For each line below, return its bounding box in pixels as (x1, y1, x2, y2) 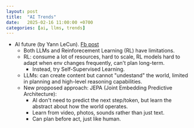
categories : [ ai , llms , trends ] (6, 25, 85, 31)
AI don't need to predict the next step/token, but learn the (32, 97, 172, 104)
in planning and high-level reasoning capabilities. (23, 78, 143, 85)
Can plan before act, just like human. (32, 115, 121, 123)
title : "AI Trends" (6, 14, 57, 20)
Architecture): (23, 91, 57, 98)
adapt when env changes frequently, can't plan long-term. (23, 60, 165, 67)
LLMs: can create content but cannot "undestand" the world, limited (23, 72, 188, 79)
